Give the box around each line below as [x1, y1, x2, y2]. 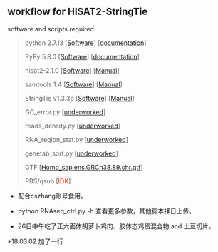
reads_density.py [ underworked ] [24, 121, 121, 130]
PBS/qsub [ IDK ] [24, 176, 71, 185]
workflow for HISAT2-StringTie [7, 6, 148, 18]
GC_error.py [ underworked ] [24, 107, 106, 116]
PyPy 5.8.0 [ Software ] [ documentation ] [24, 52, 140, 61]
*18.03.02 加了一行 [7, 237, 63, 246]
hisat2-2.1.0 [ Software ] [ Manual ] [24, 66, 120, 74]
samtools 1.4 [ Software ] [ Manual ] [24, 80, 123, 89]
